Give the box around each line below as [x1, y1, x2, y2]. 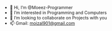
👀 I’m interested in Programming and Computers [9, 10, 107, 15]
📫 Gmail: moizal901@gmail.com [9, 20, 75, 26]
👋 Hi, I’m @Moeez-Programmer [9, 5, 73, 10]
